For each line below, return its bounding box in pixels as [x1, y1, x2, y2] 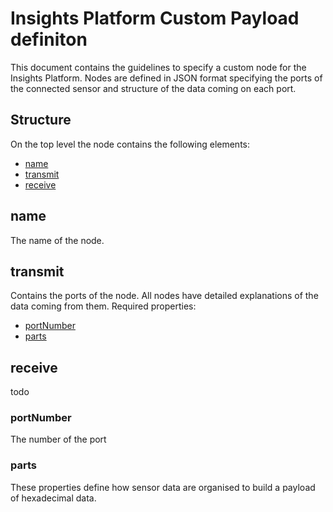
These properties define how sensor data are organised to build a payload [10, 481, 316, 493]
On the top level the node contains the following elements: [10, 138, 251, 150]
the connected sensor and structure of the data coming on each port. [10, 82, 297, 94]
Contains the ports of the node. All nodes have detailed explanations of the [10, 290, 319, 302]
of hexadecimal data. [10, 492, 97, 504]
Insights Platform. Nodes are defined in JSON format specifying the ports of [10, 72, 323, 84]
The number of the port [10, 433, 107, 446]
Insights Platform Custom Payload [10, 7, 300, 30]
